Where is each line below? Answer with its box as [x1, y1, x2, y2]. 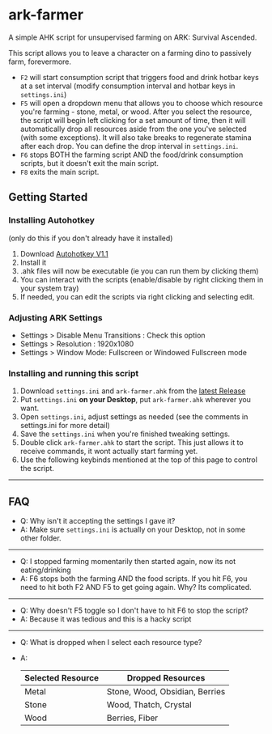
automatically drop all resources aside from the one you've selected [19, 124, 247, 134]
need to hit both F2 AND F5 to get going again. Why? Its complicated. [19, 583, 253, 592]
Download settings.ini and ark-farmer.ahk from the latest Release [19, 386, 246, 396]
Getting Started [8, 190, 88, 204]
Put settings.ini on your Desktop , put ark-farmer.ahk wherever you [19, 395, 251, 405]
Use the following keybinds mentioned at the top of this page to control [19, 455, 257, 465]
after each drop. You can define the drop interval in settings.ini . [19, 141, 239, 151]
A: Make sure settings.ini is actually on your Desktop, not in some [19, 524, 245, 535]
